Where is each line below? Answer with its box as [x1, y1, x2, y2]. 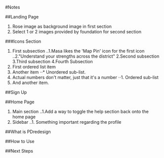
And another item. [12, 79, 49, 85]
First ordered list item [12, 64, 56, 70]
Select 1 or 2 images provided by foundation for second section [12, 29, 142, 34]
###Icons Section [5, 38, 41, 44]
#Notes [5, 4, 20, 10]
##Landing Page [5, 14, 39, 19]
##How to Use [5, 139, 35, 144]
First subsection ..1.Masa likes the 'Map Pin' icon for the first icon [12, 48, 145, 54]
